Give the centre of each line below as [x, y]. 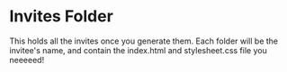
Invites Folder [62, 16]
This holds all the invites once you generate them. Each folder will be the [144, 41]
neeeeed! [27, 60]
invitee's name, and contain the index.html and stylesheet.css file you [138, 50]
